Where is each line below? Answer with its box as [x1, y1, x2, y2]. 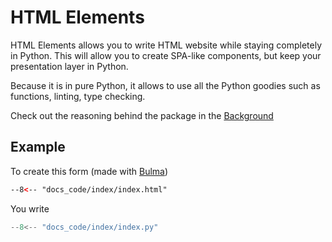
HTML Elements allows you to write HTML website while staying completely [10, 39, 323, 51]
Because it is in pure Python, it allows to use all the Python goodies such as [10, 79, 321, 91]
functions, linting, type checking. [10, 90, 146, 102]
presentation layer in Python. [10, 60, 129, 72]
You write [10, 202, 50, 215]
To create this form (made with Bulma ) [10, 165, 169, 177]
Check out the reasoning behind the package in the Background [10, 109, 274, 121]
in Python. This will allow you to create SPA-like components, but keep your [10, 49, 322, 61]
